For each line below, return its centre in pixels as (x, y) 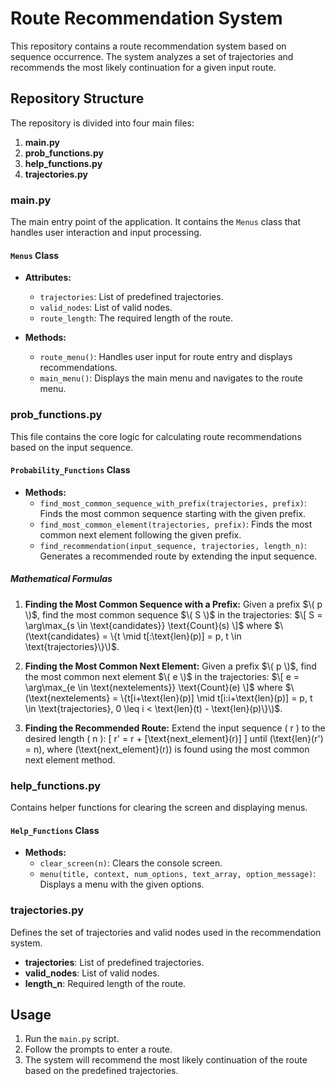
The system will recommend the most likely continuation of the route (166, 1060)
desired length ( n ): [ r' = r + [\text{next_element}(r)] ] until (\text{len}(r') (174, 738)
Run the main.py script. (72, 1039)
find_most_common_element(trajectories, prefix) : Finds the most (176, 524)
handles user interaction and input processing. (106, 233)
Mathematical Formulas (61, 579)
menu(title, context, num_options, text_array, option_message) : (178, 874)
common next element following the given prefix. (140, 534)
